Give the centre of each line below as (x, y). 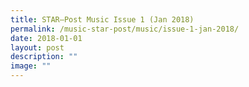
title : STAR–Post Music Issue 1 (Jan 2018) (102, 19)
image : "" (31, 66)
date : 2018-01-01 (46, 38)
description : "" (44, 57)
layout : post (37, 47)
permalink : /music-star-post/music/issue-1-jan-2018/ (125, 29)
